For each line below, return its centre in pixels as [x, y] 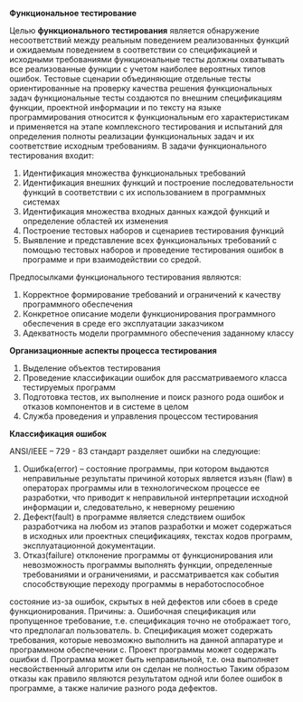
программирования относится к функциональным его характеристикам [149, 117]
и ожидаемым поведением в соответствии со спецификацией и [133, 50]
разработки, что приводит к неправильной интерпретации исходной [156, 498]
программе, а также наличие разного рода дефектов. [114, 688]
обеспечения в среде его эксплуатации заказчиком [123, 323]
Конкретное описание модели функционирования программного [149, 314]
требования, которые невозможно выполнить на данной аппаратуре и [146, 640]
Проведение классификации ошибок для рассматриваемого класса [155, 378]
